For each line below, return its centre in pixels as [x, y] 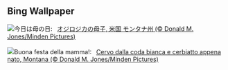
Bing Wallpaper [41, 11]
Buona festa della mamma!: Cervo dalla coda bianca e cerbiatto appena [118, 51]
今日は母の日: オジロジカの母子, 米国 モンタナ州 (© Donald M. [104, 28]
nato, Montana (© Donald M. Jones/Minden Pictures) [83, 59]
